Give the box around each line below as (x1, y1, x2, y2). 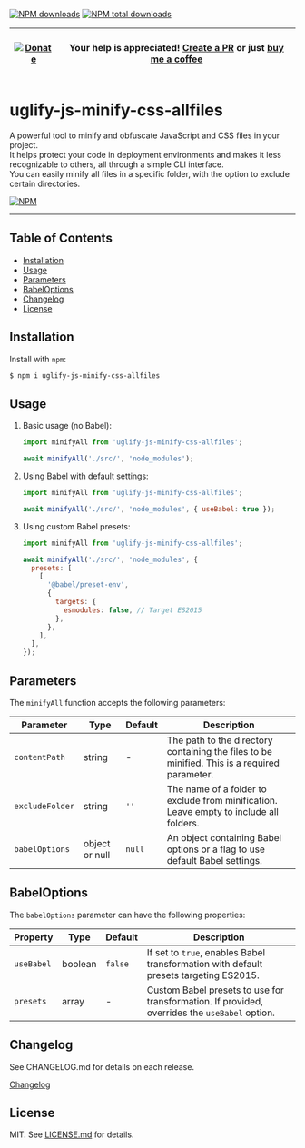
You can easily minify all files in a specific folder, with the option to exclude (9, 168, 290, 179)
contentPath (14, 752, 66, 762)
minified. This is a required (166, 757, 280, 769)
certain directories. (9, 178, 81, 189)
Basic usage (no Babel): (22, 421, 112, 431)
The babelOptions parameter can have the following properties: (9, 909, 246, 920)
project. (9, 139, 39, 150)
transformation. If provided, (146, 995, 263, 1007)
